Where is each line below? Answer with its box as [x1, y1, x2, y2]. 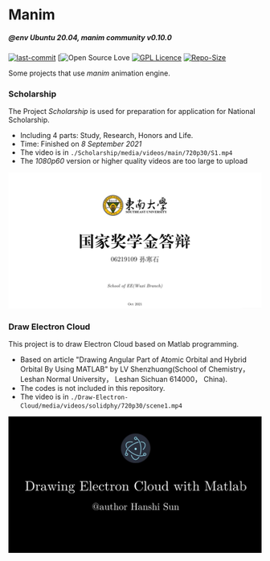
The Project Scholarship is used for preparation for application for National [8, 107, 256, 116]
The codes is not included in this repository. [19, 384, 166, 393]
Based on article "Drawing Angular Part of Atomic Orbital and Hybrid [19, 355, 247, 364]
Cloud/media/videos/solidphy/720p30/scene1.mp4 [19, 402, 182, 410]
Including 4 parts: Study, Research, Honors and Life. [19, 131, 194, 140]
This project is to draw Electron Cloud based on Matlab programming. [8, 339, 239, 349]
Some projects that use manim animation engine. [8, 68, 170, 78]
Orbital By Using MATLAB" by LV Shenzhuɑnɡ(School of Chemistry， [19, 364, 250, 374]
